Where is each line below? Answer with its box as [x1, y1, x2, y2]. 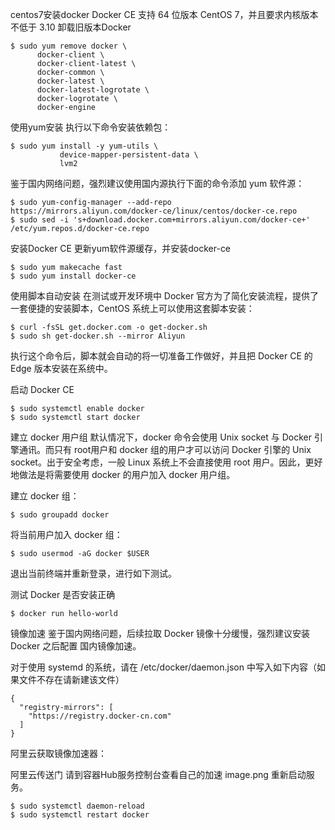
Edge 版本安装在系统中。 [10, 363, 113, 374]
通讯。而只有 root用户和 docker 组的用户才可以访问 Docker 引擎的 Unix [18, 444, 312, 455]
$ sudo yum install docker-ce [10, 271, 137, 281]
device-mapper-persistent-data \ [59, 150, 199, 160]
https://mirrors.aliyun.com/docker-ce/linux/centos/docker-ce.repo [10, 206, 298, 216]
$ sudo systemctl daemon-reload [10, 801, 145, 811]
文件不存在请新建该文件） [18, 674, 125, 685]
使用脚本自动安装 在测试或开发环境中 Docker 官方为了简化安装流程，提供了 [10, 290, 320, 302]
